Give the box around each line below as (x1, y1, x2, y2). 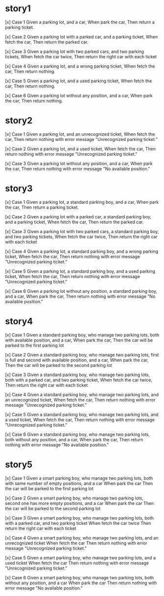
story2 (5, 115, 33, 126)
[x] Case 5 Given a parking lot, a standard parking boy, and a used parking (5, 268, 156, 274)
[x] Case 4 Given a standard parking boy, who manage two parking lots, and (5, 391, 159, 397)
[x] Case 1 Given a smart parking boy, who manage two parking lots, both (5, 475, 153, 481)
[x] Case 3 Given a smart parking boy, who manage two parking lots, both (5, 515, 154, 521)
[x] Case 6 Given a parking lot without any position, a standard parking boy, (5, 288, 158, 294)
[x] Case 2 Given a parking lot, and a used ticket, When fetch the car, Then (5, 145, 156, 152)
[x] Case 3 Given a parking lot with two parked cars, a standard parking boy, (5, 228, 159, 234)
